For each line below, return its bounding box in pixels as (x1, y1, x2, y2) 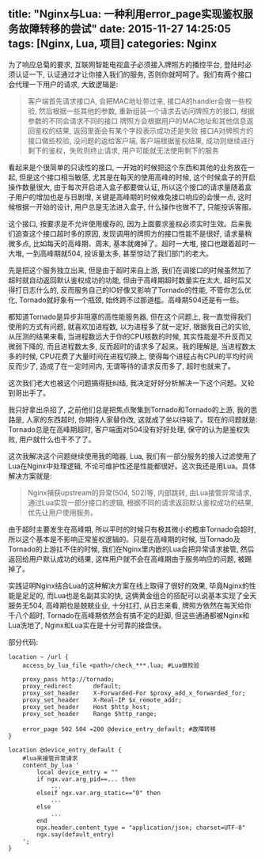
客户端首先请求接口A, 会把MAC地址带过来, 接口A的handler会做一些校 (27, 96, 252, 105)
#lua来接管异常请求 (22, 754, 78, 762)
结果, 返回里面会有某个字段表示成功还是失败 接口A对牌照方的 (55, 126, 254, 135)
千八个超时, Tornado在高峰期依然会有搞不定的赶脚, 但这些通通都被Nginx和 (8, 610, 250, 619)
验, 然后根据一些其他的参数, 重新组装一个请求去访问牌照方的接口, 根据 (27, 106, 255, 116)
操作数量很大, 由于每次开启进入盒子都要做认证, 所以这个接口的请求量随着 (8, 182, 245, 191)
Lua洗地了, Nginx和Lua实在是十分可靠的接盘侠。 (8, 620, 166, 630)
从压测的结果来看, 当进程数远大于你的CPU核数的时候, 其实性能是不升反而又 (8, 331, 253, 341)
